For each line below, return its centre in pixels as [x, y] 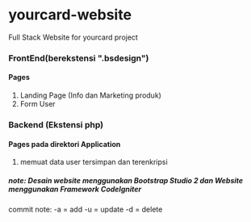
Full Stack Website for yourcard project [73, 37]
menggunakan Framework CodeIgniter [75, 189]
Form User [38, 104]
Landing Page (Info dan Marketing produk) [90, 95]
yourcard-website [70, 15]
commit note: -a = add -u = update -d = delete [86, 209]
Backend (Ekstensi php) [56, 124]
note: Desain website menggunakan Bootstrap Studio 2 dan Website [126, 180]
